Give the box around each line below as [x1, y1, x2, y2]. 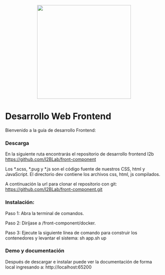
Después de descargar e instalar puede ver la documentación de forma [5, 258, 152, 264]
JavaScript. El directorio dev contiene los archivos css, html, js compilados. [5, 171, 160, 177]
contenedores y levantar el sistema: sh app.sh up [5, 235, 106, 241]
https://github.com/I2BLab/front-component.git [5, 186, 102, 192]
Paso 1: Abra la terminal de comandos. [5, 210, 84, 216]
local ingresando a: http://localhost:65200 [5, 264, 91, 270]
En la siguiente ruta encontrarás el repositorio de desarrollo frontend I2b [5, 151, 154, 157]
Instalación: [5, 199, 35, 206]
